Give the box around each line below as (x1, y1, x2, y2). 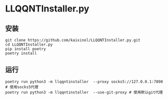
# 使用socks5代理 (5, 84, 39, 89)
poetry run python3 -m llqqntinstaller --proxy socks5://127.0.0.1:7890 (5, 79, 163, 84)
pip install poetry (5, 46, 46, 51)
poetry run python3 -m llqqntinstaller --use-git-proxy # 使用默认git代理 (5, 89, 163, 95)
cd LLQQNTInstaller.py (5, 42, 53, 47)
